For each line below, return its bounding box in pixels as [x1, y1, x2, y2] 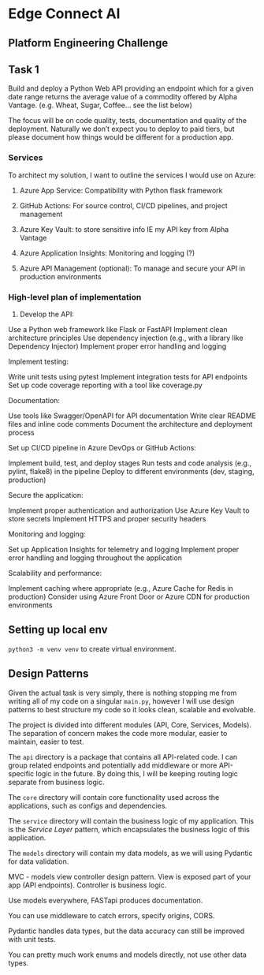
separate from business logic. [8, 777, 105, 786]
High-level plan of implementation [8, 291, 142, 302]
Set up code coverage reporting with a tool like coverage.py [8, 380, 203, 390]
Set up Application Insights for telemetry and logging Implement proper [8, 544, 240, 554]
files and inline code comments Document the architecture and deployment [8, 419, 253, 428]
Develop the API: [19, 309, 75, 319]
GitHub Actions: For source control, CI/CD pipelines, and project [19, 200, 228, 210]
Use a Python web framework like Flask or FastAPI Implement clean [8, 324, 228, 334]
